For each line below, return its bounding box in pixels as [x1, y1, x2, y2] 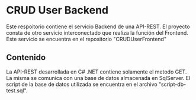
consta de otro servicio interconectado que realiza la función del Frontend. [6, 29, 188, 36]
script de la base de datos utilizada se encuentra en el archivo [6, 81, 158, 88]
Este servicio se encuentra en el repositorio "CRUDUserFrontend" [6, 35, 167, 42]
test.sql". [6, 86, 28, 94]
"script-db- [159, 81, 187, 88]
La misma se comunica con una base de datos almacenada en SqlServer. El [6, 74, 191, 81]
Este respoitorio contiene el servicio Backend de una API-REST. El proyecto [6, 23, 191, 30]
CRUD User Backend [6, 4, 108, 17]
